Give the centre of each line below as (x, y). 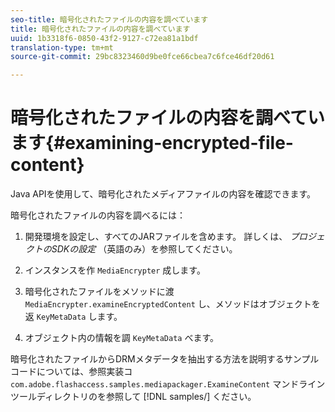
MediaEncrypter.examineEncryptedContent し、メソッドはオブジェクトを (172, 304)
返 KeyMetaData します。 (73, 317)
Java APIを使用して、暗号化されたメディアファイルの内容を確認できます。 (163, 194)
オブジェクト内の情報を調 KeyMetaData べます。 (122, 338)
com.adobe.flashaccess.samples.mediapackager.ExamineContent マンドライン (168, 384)
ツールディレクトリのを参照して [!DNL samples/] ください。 (133, 397)
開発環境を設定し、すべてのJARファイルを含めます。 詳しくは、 (156, 237)
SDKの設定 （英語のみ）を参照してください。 (144, 249)
